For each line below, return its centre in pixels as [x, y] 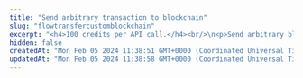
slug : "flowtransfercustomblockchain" [82, 26]
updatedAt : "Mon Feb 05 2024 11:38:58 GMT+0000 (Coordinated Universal [147, 59]
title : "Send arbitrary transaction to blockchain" [108, 17]
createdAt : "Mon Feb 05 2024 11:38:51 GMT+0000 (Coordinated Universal [147, 51]
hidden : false [36, 43]
